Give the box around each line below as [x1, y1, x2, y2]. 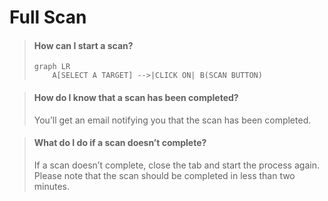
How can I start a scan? [33, 39, 134, 51]
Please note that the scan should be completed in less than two [33, 169, 296, 181]
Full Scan [9, 6, 87, 29]
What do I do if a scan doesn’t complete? [33, 137, 207, 149]
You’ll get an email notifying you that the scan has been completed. [33, 114, 312, 126]
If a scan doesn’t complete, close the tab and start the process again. [33, 159, 320, 171]
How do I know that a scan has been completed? [33, 91, 239, 103]
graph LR [33, 62, 71, 72]
